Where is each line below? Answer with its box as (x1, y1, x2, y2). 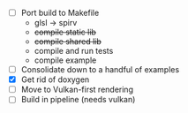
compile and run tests (34, 46, 114, 56)
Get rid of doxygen (20, 74, 90, 85)
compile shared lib (34, 36, 102, 47)
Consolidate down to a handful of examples (20, 64, 180, 75)
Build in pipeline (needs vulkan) (20, 94, 136, 105)
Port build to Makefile (20, 8, 100, 18)
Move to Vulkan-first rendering (20, 84, 134, 95)
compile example (34, 55, 97, 65)
